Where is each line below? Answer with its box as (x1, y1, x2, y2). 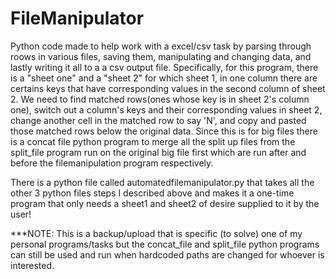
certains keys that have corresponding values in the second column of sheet (10, 82, 326, 94)
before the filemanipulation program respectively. (10, 157, 214, 169)
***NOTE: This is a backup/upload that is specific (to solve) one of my (10, 227, 303, 239)
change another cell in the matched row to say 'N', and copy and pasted (10, 114, 307, 126)
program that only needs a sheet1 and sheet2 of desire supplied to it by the (10, 197, 320, 209)
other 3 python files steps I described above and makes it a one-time (10, 187, 295, 199)
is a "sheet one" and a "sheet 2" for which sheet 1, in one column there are (10, 72, 318, 84)
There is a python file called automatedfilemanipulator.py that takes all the (10, 176, 315, 188)
